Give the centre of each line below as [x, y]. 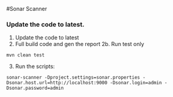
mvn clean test [26, 55]
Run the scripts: [35, 67]
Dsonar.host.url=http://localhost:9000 [57, 83]
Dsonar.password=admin [35, 88]
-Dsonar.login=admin [136, 83]
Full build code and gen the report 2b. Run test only [79, 44]
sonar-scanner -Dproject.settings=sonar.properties [73, 78]
